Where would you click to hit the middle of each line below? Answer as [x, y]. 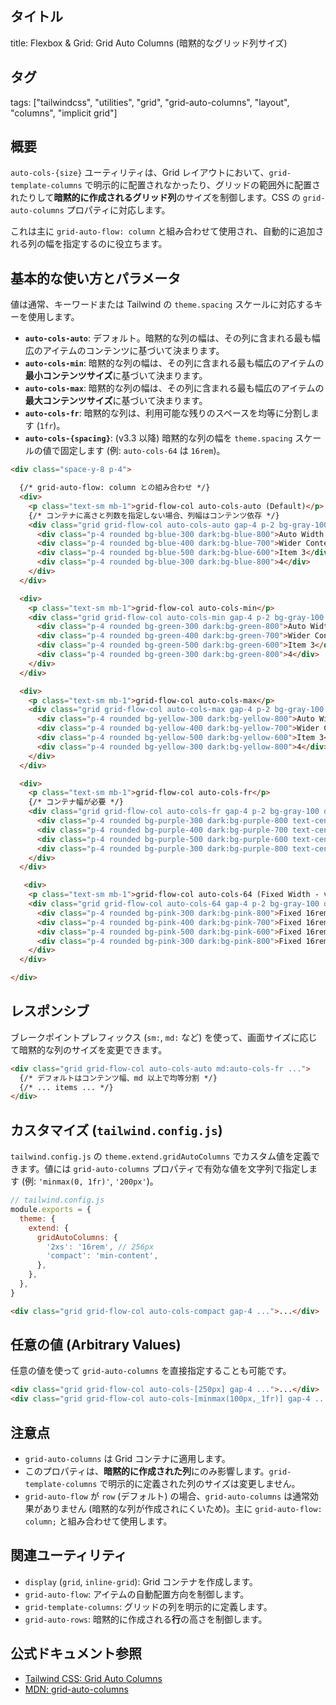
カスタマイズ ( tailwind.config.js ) [116, 1130]
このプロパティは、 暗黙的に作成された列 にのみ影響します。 [147, 1471]
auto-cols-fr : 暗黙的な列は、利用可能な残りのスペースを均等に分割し [167, 413]
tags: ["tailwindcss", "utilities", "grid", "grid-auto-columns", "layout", [150, 102]
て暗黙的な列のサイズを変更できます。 [89, 1049]
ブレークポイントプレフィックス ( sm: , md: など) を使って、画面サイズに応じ [164, 1037]
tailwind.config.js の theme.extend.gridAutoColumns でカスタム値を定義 [161, 1156]
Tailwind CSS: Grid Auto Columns [93, 1678]
